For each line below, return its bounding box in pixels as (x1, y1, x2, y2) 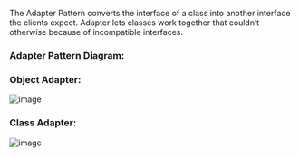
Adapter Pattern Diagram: (9, 49, 125, 61)
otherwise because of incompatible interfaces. (9, 27, 184, 37)
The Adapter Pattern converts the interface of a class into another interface (9, 8, 291, 18)
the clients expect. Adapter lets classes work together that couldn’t (9, 17, 260, 28)
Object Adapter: (9, 73, 82, 86)
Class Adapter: (9, 116, 77, 129)
